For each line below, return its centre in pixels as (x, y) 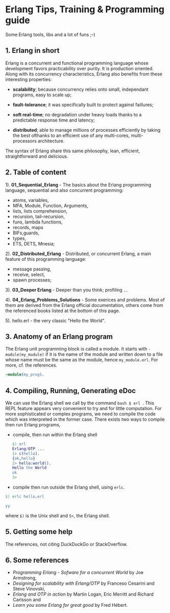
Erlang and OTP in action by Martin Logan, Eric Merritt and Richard (83, 594)
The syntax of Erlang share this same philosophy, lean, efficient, (73, 151)
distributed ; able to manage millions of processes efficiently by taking (87, 130)
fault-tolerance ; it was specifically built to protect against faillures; (83, 105)
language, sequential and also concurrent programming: (64, 190)
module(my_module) (25, 355)
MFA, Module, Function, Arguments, (50, 206)
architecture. (51, 141)
